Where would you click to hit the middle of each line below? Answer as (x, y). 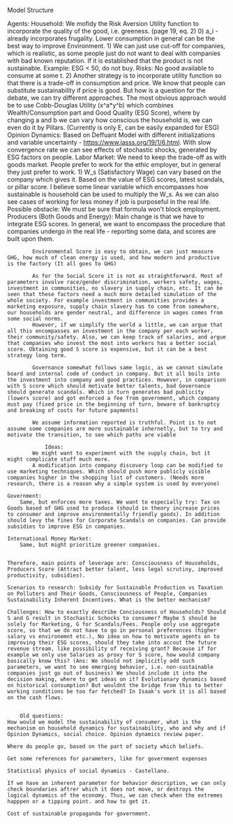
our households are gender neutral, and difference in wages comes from (115, 313)
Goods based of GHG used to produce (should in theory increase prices (113, 508)
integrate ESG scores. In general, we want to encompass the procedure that (116, 224)
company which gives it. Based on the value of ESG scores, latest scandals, (116, 179)
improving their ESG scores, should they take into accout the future (112, 642)
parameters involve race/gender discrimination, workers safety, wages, (115, 282)
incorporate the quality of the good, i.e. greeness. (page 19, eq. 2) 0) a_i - (113, 31)
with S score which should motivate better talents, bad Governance (109, 386)
